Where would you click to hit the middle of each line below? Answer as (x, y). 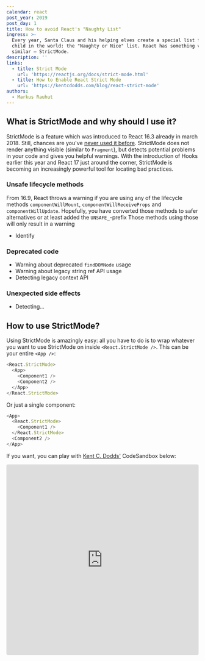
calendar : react (27, 12)
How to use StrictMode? (53, 326)
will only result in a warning (41, 224)
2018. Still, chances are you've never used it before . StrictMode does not (98, 143)
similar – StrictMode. (41, 52)
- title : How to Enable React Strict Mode (67, 80)
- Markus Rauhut (32, 97)
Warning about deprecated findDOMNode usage (73, 265)
